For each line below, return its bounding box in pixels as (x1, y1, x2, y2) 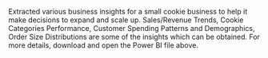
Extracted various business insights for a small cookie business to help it (8, 7, 248, 16)
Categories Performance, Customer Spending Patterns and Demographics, (8, 24, 255, 33)
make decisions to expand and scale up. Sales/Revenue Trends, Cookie (8, 15, 244, 25)
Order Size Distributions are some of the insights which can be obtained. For (8, 32, 260, 41)
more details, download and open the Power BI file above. (8, 41, 198, 50)
